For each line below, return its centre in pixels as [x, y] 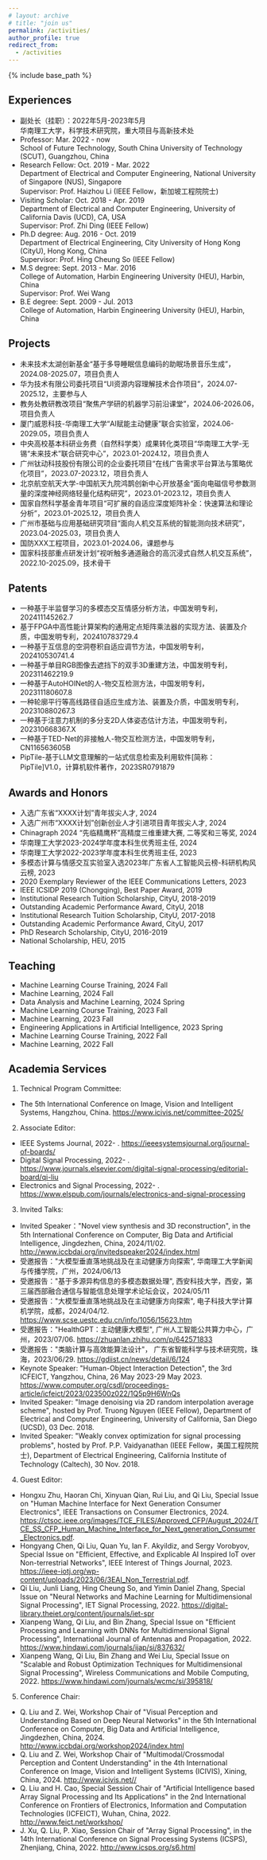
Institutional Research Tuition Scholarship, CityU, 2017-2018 [118, 916]
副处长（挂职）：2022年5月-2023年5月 [83, 120]
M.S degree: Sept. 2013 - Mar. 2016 [78, 268]
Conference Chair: [50, 1696]
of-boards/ [37, 1151]
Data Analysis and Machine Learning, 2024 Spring [102, 1002]
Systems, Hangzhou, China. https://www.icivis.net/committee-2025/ [132, 1112]
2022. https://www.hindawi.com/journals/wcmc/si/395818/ [116, 1681]
